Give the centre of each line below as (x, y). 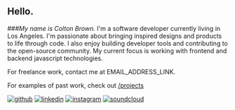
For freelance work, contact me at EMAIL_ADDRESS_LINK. (92, 71)
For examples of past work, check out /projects (75, 85)
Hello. (20, 12)
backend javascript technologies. (55, 58)
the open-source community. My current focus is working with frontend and (117, 50)
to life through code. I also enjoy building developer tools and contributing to (117, 43)
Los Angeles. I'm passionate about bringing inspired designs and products (115, 36)
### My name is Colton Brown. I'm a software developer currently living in (114, 28)
